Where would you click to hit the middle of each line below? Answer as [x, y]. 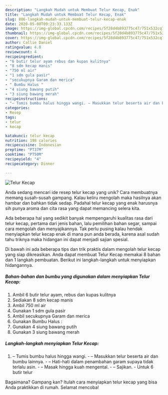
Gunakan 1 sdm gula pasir [39, 311]
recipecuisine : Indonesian [33, 145]
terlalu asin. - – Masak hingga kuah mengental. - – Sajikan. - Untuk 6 [83, 367]
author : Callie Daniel [29, 43]
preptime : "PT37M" [24, 150]
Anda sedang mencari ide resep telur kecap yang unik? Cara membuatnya [81, 192]
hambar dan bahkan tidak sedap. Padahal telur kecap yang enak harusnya [81, 203]
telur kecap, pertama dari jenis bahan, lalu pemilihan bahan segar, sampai [81, 223]
